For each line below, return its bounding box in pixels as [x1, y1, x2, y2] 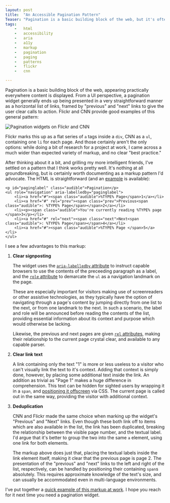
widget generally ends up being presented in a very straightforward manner [5, 98, 163, 104]
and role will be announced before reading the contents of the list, [12, 310, 151, 316]
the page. [12, 279, 33, 285]
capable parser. [12, 341, 46, 347]
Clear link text [12, 352, 43, 357]
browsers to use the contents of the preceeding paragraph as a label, [12, 268, 157, 274]
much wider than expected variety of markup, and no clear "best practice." [5, 150, 162, 156]
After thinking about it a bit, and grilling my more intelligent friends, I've [5, 160, 153, 165]
